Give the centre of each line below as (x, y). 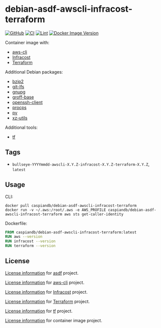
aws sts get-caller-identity (94, 214)
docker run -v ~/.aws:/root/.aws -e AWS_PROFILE (56, 210)
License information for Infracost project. (46, 292)
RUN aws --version (24, 237)
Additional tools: (22, 127)
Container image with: (27, 42)
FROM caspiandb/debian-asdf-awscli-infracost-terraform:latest (71, 232)
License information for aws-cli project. (45, 282)
